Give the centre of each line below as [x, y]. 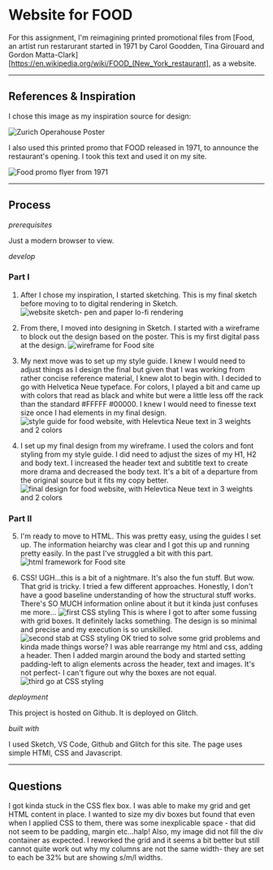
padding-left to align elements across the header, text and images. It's [137, 664]
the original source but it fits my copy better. [94, 480]
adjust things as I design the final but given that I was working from [132, 369]
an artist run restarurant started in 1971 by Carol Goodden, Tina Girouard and [136, 45]
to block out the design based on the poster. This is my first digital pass [140, 336]
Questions [35, 786]
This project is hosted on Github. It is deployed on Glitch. [103, 713]
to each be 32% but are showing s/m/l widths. [86, 857]
